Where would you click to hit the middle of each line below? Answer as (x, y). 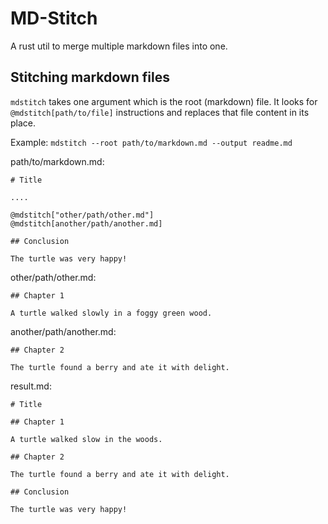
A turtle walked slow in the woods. (86, 439)
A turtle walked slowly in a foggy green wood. (111, 313)
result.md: (31, 386)
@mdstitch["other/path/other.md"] (82, 215)
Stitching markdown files (90, 77)
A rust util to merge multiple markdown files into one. (119, 46)
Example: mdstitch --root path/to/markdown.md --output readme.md (151, 142)
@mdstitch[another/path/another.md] (86, 223)
